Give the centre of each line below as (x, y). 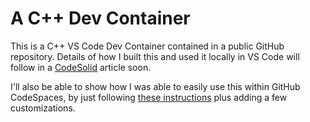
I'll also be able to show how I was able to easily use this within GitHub (155, 86)
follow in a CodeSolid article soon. (81, 67)
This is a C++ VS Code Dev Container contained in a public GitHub (147, 46)
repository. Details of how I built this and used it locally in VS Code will (155, 56)
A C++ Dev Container (100, 18)
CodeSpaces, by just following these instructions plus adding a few (149, 97)
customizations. (43, 108)
